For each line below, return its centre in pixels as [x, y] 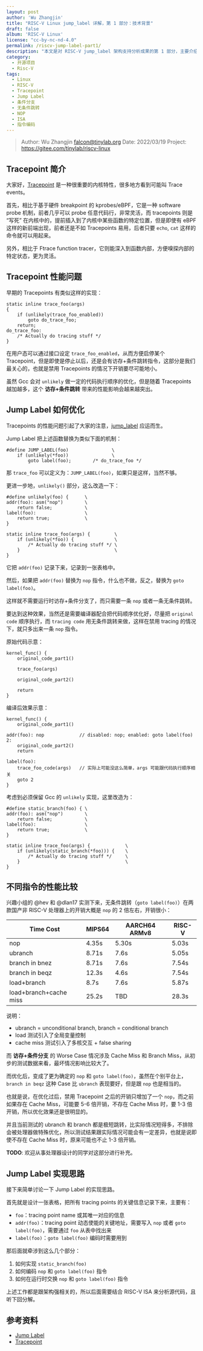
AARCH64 [140, 925]
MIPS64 [98, 930]
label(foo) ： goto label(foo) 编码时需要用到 [71, 1238]
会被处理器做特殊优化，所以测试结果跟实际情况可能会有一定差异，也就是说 [99, 1132]
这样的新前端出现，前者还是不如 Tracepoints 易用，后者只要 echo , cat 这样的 [101, 227]
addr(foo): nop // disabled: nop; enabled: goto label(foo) [100, 735]
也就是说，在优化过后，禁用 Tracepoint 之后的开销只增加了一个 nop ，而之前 [100, 1097]
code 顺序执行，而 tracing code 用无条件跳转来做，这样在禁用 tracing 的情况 [101, 621]
